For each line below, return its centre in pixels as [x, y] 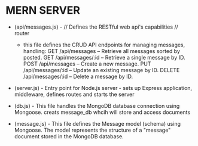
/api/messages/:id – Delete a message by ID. [78, 76]
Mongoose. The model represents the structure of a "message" [92, 130]
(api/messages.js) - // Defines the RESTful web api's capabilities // [96, 27]
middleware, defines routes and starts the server [74, 94]
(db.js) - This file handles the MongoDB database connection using [97, 105]
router [22, 33]
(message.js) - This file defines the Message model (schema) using [97, 123]
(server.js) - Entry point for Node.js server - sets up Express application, [103, 88]
